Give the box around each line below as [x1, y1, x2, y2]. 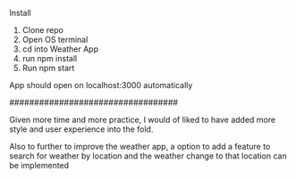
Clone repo [21, 25, 64, 35]
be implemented [9, 160, 70, 170]
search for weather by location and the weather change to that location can [9, 151, 288, 161]
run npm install [21, 53, 78, 63]
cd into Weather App [21, 44, 99, 54]
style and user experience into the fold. [9, 124, 154, 134]
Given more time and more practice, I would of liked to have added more [9, 115, 275, 125]
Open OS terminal [21, 35, 89, 45]
